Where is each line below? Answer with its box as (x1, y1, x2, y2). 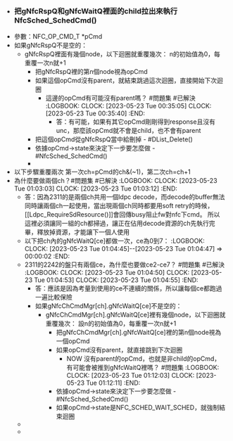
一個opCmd (56, 337, 90, 345)
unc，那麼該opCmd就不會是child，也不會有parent (56, 127, 201, 135)
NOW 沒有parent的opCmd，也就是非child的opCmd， (66, 354, 221, 363)
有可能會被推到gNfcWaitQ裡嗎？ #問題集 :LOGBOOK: (66, 364, 220, 372)
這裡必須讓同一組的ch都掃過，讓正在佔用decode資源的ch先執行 (24, 219, 210, 228)
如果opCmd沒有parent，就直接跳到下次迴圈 (56, 346, 183, 354)
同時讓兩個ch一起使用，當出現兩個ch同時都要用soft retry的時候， (24, 202, 214, 210)
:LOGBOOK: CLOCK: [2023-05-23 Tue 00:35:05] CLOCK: (45, 102, 212, 110)
